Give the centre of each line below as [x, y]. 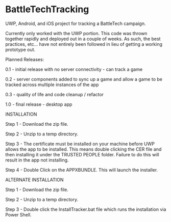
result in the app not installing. [37, 160]
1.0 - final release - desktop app [39, 104]
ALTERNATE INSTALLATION [34, 180]
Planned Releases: [25, 59]
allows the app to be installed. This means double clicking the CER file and [83, 149]
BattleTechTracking [47, 9]
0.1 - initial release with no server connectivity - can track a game [74, 69]
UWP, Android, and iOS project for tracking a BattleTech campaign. [76, 23]
